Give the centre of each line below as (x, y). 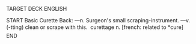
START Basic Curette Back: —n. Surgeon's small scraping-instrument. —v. (98, 20)
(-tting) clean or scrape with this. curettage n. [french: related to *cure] (95, 27)
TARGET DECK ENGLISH (37, 9)
